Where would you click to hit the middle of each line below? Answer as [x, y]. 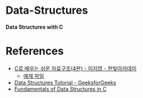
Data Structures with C [34, 27]
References [35, 51]
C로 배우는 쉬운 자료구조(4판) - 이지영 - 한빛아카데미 [75, 68]
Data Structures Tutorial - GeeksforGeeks [65, 82]
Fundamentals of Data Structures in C [60, 89]
